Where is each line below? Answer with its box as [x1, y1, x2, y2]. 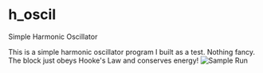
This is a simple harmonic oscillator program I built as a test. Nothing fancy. [8, 47, 256, 56]
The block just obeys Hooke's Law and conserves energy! [8, 56, 199, 65]
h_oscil [8, 6, 57, 24]
